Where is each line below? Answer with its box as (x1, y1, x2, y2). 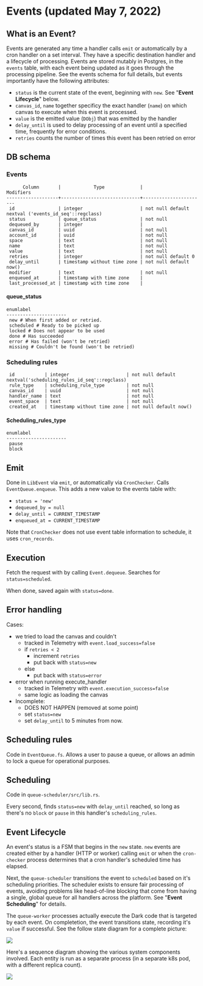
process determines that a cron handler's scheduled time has (27, 856, 181, 863)
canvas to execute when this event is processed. (15, 109, 138, 115)
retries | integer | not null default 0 (9, 253, 195, 260)
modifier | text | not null (9, 270, 168, 276)
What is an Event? (6, 29, 76, 39)
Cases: (6, 621, 24, 628)
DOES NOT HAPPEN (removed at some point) (24, 704, 139, 711)
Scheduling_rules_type (6, 416, 66, 424)
